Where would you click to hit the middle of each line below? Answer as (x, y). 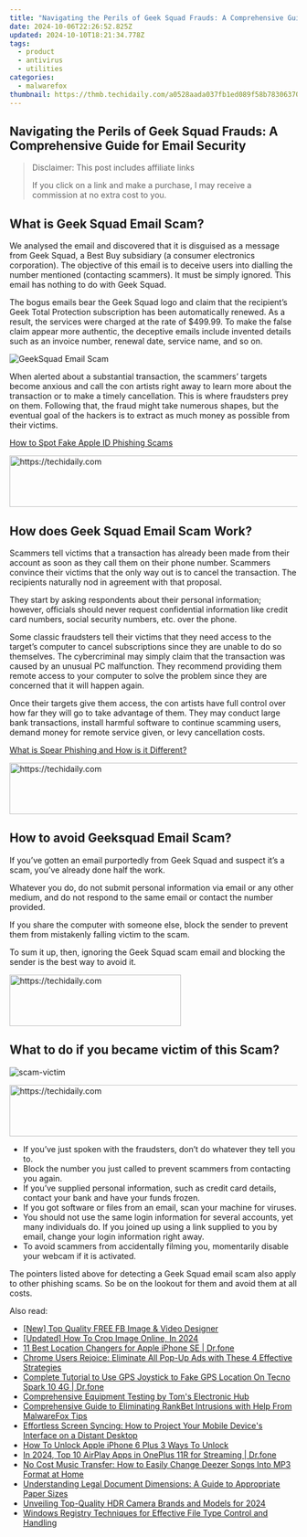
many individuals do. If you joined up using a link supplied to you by (150, 1226)
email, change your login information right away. (113, 1236)
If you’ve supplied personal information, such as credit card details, (149, 1188)
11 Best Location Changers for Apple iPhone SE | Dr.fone (128, 1348)
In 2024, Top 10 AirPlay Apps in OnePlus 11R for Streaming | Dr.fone (149, 1455)
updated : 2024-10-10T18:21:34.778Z (77, 35)
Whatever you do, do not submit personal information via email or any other (152, 887)
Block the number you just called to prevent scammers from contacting (156, 1168)
